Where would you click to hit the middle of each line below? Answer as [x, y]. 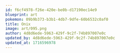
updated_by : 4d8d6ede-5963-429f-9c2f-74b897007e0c [60, 38]
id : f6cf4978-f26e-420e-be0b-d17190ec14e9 [51, 10]
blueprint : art [21, 15]
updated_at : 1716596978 [31, 43]
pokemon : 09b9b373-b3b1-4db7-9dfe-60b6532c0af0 [57, 19]
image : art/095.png [26, 29]
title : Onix [18, 24]
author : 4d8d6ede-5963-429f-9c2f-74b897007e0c [56, 33]
